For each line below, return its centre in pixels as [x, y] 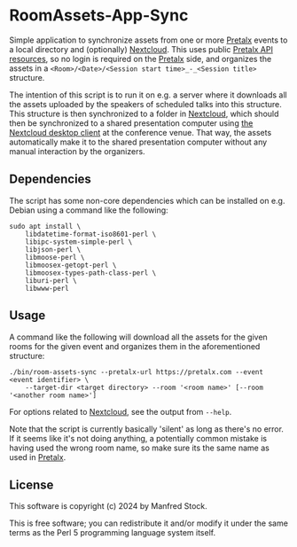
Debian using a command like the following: [89, 210]
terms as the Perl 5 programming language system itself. [112, 533]
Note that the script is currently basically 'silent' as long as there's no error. [146, 429]
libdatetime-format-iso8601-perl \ [91, 234]
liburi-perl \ [51, 280]
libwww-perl [47, 288]
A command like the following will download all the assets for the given [138, 337]
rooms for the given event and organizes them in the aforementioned [135, 346]
